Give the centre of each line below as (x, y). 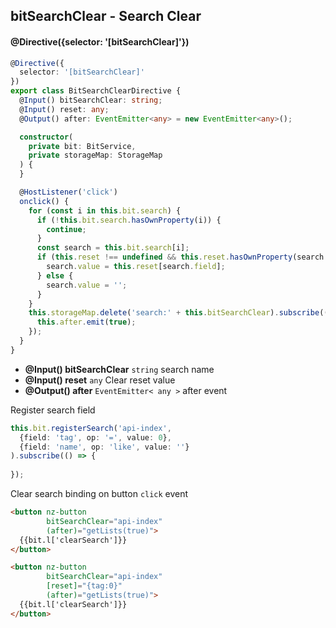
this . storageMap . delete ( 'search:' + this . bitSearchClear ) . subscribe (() (180, 313)
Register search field (53, 410)
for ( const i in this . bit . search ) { (105, 210)
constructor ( (46, 137)
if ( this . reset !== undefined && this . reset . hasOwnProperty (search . (182, 257)
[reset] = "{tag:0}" (84, 586)
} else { (55, 275)
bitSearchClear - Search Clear (106, 16)
